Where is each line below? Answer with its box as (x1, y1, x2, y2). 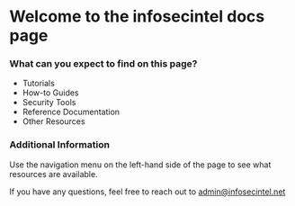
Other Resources (22, 116, 85, 127)
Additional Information (9, 139, 111, 151)
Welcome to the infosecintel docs (9, 6, 265, 27)
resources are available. (9, 168, 98, 179)
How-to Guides (22, 87, 79, 98)
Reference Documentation (22, 106, 120, 118)
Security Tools (22, 97, 76, 108)
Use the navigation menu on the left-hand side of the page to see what (9, 159, 272, 170)
